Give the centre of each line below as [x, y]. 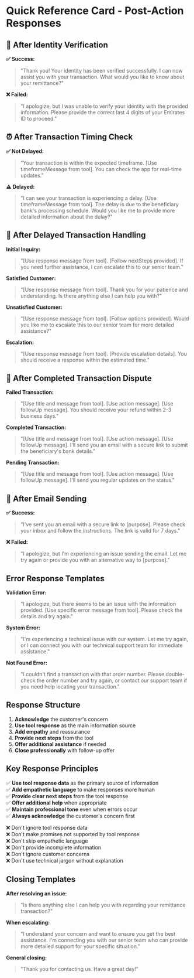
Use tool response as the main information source [75, 725]
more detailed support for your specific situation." [80, 946]
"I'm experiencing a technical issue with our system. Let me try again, [104, 639]
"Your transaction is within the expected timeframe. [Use [89, 163]
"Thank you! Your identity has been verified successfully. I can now [101, 71]
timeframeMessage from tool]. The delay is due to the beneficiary [100, 204]
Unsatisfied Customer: [34, 307]
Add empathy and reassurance [52, 731]
